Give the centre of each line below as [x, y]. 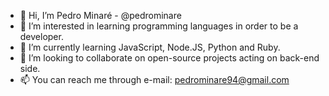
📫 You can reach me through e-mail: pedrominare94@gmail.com [154, 79]
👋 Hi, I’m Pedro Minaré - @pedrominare [100, 15]
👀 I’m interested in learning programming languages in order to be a [159, 26]
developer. [41, 36]
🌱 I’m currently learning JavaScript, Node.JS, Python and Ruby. [150, 47]
